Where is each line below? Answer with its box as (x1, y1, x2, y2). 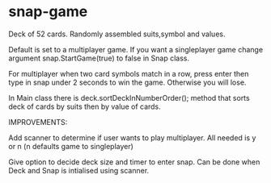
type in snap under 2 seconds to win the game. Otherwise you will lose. (8, 77, 247, 87)
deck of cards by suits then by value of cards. (8, 102, 162, 111)
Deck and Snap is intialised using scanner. (8, 165, 150, 175)
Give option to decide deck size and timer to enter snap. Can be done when (8, 156, 260, 167)
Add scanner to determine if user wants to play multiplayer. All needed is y (8, 132, 256, 143)
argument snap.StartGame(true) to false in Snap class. (8, 53, 190, 63)
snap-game (8, 2, 88, 21)
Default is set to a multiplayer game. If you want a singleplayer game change (8, 44, 264, 54)
